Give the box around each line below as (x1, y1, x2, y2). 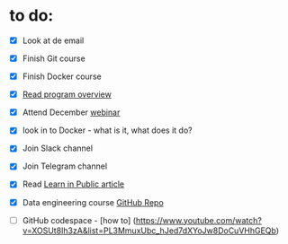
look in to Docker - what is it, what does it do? (22, 125, 193, 135)
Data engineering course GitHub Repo (22, 196, 164, 207)
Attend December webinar (22, 107, 121, 118)
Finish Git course (22, 53, 85, 64)
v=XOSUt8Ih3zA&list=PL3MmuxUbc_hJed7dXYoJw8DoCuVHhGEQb (22, 225, 276, 236)
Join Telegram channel (22, 161, 108, 171)
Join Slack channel (22, 143, 93, 153)
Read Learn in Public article (22, 179, 125, 189)
